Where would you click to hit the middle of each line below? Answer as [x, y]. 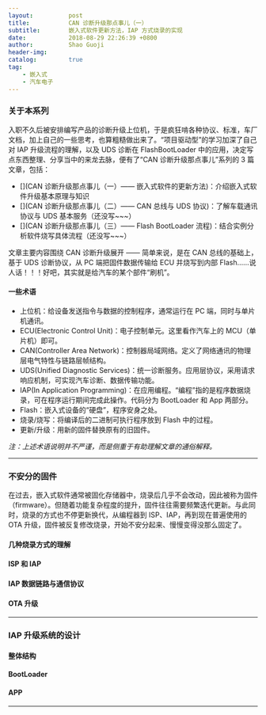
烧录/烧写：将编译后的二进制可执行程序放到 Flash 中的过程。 [118, 420]
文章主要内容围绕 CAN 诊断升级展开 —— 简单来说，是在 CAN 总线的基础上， [133, 252]
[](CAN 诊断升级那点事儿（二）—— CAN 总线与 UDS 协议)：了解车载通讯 [139, 206]
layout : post [46, 15]
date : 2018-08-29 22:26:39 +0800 [83, 38]
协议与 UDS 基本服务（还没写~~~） [78, 215]
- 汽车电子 [38, 82]
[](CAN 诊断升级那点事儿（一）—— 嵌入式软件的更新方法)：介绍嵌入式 [135, 186]
